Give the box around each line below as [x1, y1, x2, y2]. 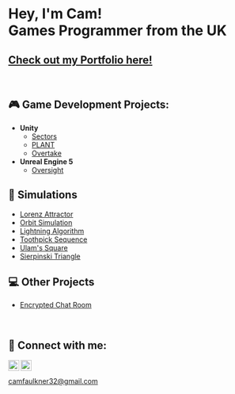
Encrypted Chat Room [19, 300, 93, 310]
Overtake [31, 148, 62, 158]
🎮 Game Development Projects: [8, 98, 170, 112]
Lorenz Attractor [19, 209, 74, 219]
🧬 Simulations [8, 188, 78, 202]
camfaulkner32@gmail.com [8, 377, 99, 386]
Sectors [31, 132, 58, 141]
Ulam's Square [19, 243, 69, 252]
